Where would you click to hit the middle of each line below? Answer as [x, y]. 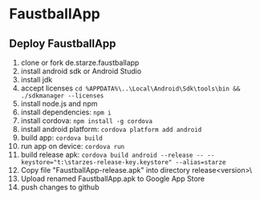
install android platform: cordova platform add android [111, 129]
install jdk [37, 80]
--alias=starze [201, 162]
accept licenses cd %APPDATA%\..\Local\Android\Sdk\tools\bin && [130, 88]
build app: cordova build [61, 138]
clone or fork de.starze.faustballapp [80, 62]
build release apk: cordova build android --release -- [112, 154]
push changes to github [60, 187]
